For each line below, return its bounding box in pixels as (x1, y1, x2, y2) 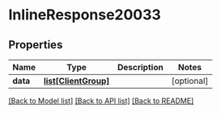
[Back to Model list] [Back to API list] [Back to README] (8, 96, 194, 106)
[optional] (171, 75, 209, 86)
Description (117, 62, 164, 73)
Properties (8, 38, 63, 52)
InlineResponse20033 (8, 6, 162, 24)
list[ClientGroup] (43, 75, 110, 86)
